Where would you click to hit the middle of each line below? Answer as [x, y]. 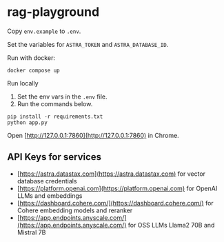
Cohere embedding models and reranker [75, 210]
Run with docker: [31, 58]
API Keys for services [54, 157]
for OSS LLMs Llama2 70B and [171, 225]
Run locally [23, 83]
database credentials [47, 181]
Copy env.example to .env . [44, 31]
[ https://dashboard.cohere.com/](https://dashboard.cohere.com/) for [115, 203]
